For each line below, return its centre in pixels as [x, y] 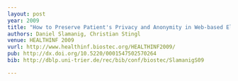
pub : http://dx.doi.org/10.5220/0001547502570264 [82, 54]
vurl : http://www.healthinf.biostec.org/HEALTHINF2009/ [91, 47]
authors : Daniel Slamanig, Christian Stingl [74, 34]
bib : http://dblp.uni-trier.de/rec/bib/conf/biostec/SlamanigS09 [106, 60]
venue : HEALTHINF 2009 [41, 40]
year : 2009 [23, 21]
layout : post [27, 14]
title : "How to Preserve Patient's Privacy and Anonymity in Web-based [115, 27]
